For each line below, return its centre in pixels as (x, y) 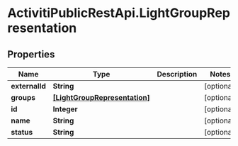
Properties (31, 54)
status (22, 132)
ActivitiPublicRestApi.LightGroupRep (119, 13)
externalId (28, 86)
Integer (65, 109)
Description (177, 74)
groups (23, 97)
